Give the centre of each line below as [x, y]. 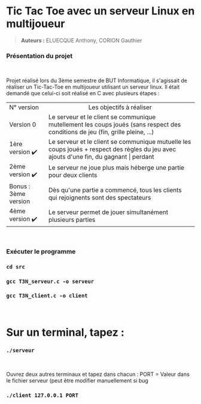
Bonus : [20, 186]
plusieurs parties [72, 220]
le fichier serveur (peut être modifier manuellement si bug [77, 381]
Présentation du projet [39, 56]
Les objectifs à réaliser [120, 107]
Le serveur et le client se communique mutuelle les [120, 141]
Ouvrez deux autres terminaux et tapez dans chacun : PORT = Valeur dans [98, 374]
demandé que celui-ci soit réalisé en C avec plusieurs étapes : [83, 94]
